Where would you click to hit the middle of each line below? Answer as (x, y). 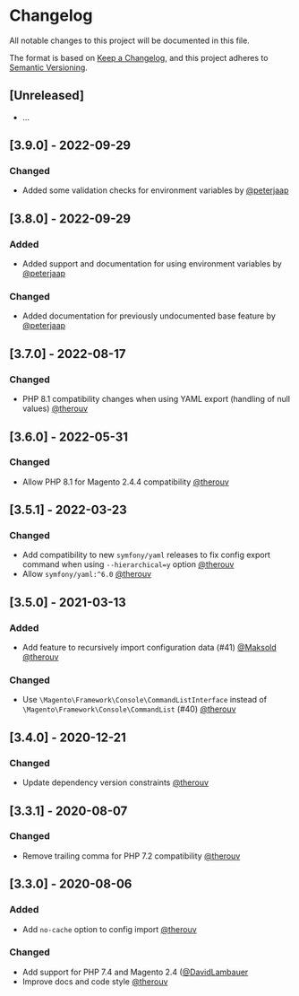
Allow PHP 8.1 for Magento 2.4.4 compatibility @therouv (126, 482)
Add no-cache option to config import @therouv (109, 929)
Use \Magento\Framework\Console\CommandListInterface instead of (144, 700)
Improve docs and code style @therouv (95, 981)
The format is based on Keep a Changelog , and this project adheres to (139, 57)
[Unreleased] (47, 96)
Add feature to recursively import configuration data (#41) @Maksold (149, 648)
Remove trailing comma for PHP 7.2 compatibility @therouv (131, 856)
